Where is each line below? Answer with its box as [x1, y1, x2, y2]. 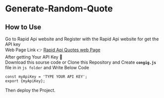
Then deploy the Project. [5, 88, 55, 93]
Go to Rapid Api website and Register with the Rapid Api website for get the [5, 36, 159, 42]
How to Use [5, 23, 42, 31]
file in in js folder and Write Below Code [5, 65, 89, 70]
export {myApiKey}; [5, 79, 46, 84]
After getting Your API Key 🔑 [5, 54, 63, 60]
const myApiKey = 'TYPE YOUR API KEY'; [5, 74, 88, 79]
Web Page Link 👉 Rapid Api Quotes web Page [5, 47, 101, 53]
